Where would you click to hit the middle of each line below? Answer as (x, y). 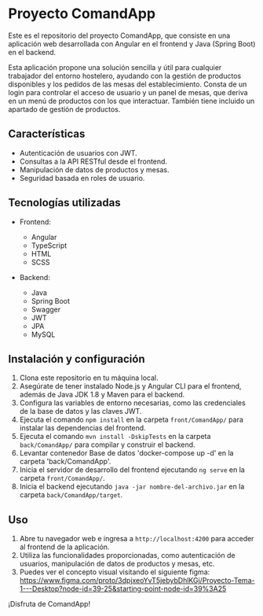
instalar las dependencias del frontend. (83, 428)
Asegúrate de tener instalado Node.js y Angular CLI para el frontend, (130, 386)
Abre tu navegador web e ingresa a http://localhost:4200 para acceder (137, 539)
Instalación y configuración (77, 359)
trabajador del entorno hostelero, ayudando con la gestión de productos (125, 76)
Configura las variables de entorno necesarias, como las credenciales (132, 403)
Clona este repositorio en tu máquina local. (89, 378)
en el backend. (32, 52)
